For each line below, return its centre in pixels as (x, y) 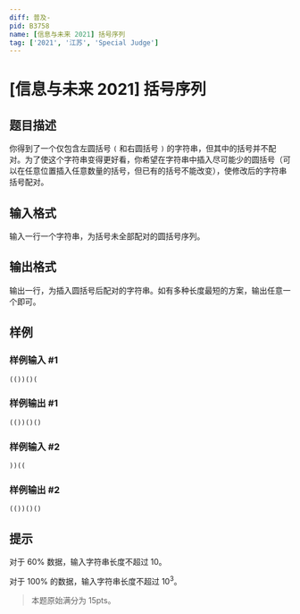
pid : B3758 (29, 26)
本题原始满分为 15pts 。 (73, 600)
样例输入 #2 (35, 447)
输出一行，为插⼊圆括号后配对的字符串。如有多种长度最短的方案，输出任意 (146, 290)
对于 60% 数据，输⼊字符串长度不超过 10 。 (88, 562)
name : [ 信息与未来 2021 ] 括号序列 (67, 34)
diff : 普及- (30, 17)
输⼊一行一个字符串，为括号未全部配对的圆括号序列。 (107, 236)
